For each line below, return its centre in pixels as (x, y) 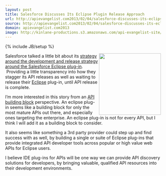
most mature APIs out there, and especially (49, 113)
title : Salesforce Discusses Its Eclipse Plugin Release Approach (75, 14)
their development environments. (39, 168)
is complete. (18, 87)
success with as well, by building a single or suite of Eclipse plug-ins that (80, 138)
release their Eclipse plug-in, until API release (51, 82)
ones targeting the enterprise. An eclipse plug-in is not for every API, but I (80, 118)
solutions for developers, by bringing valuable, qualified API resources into (81, 163)
